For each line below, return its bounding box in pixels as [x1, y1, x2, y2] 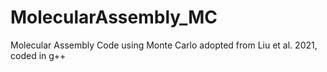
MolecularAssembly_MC [10, 6, 218, 29]
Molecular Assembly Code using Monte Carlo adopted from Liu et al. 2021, [10, 39, 318, 51]
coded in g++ [10, 49, 67, 61]
